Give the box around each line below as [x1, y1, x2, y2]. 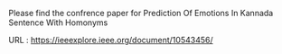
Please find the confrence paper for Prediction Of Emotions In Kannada [8, 8, 274, 18]
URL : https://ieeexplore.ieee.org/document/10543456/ [8, 35, 213, 45]
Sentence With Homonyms [8, 17, 108, 28]
